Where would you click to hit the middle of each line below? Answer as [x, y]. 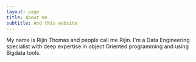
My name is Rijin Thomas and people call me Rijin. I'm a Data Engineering [98, 40]
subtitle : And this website [42, 23]
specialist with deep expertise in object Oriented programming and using [97, 46]
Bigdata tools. [24, 53]
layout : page [23, 12]
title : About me [27, 17]
